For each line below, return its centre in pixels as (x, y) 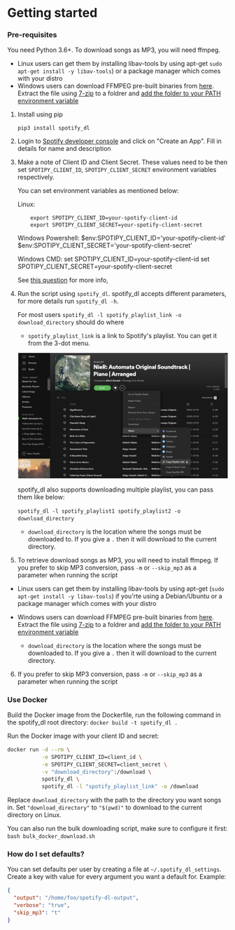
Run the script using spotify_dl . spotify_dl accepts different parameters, (122, 294)
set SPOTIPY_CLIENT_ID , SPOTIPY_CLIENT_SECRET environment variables (117, 170)
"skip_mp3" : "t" (37, 913)
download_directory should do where (71, 322)
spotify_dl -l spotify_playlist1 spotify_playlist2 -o (99, 511)
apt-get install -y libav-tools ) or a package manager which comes (119, 71)
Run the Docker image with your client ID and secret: (83, 736)
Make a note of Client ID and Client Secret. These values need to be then (122, 162)
